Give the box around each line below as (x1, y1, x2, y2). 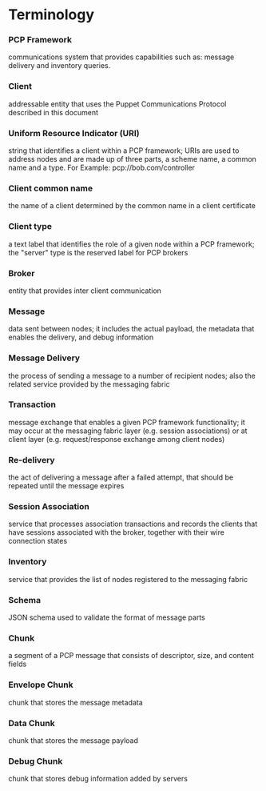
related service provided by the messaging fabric (8, 379, 170, 389)
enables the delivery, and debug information (8, 332, 154, 342)
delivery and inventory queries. (8, 61, 111, 70)
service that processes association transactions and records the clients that (8, 519, 258, 529)
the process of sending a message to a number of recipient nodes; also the (8, 371, 256, 380)
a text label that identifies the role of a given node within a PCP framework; (8, 239, 255, 249)
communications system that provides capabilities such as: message (8, 52, 235, 62)
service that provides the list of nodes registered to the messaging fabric (8, 574, 248, 584)
